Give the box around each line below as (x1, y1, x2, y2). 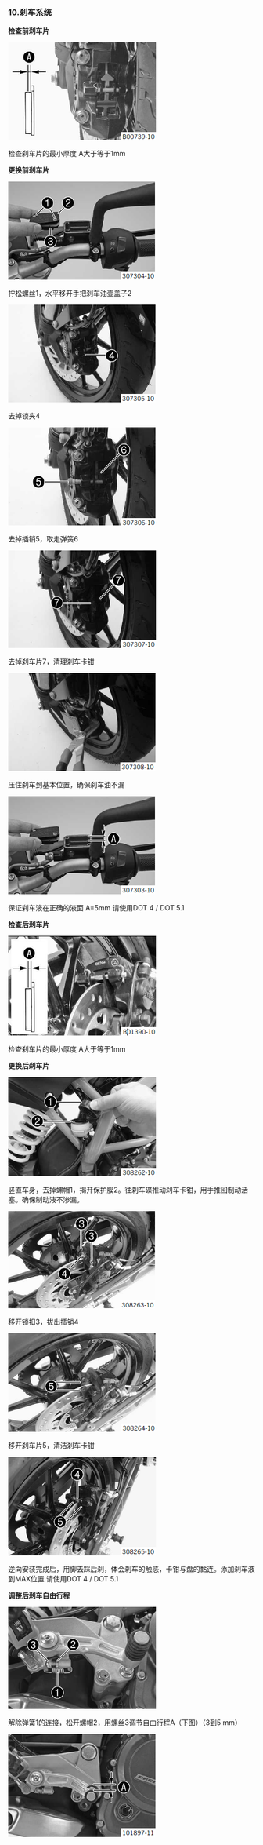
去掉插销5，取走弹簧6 (8, 534, 78, 544)
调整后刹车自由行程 (8, 1591, 70, 1600)
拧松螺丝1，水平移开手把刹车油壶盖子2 (8, 289, 132, 298)
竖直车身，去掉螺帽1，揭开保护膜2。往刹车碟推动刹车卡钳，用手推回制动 (8, 1185, 242, 1194)
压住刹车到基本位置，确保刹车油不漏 (8, 780, 125, 789)
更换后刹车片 (8, 1061, 49, 1070)
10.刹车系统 (8, 6, 52, 17)
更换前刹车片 (8, 166, 49, 175)
